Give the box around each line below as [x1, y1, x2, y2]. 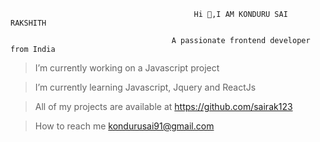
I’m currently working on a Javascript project [34, 62, 220, 74]
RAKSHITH [10, 18, 47, 28]
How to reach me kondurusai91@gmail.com [34, 120, 215, 132]
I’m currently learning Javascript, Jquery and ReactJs [34, 81, 257, 93]
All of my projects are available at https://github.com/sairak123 [34, 101, 293, 112]
